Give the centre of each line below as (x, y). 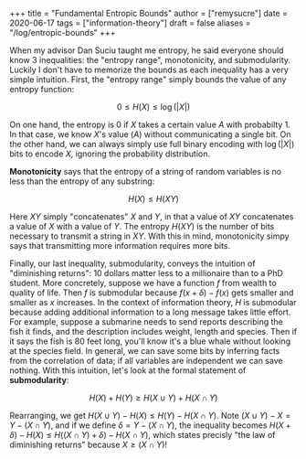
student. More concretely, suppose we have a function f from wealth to (143, 283)
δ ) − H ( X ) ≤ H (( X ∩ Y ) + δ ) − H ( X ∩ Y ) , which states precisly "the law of (142, 435)
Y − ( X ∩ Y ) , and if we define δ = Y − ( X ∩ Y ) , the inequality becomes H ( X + (150, 425)
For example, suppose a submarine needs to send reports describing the (146, 322)
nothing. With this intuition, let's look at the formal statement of (128, 370)
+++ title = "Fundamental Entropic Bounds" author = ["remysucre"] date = (148, 13)
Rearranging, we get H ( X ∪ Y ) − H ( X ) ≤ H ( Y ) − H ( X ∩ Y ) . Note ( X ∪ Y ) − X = (150, 416)
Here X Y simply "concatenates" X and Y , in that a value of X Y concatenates (152, 217)
